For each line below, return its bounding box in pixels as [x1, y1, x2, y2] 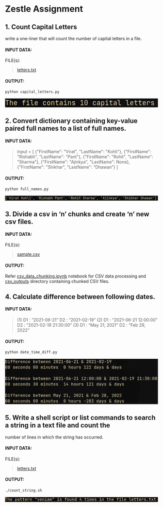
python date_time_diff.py [5, 350, 57, 355]
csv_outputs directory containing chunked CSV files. [5, 279, 110, 284]
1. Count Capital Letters [5, 23, 78, 31]
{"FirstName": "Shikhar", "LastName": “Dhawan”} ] [16, 164, 118, 170]
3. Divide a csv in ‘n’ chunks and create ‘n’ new [5, 210, 149, 218]
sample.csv [16, 251, 40, 257]
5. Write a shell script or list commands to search [5, 414, 156, 422]
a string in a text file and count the [5, 421, 111, 430]
